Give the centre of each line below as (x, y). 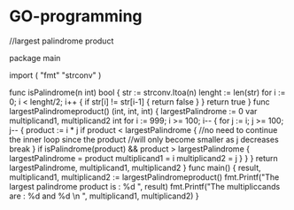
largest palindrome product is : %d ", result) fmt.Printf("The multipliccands (145, 186)
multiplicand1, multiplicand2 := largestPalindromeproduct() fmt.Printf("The (144, 177)
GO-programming (76, 16)
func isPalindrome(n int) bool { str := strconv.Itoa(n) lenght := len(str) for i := (147, 92)
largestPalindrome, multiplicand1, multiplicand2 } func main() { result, (135, 167)
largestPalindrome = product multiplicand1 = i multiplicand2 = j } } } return (144, 158)
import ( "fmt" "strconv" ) (55, 75)
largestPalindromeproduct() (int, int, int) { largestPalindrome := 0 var (133, 111)
